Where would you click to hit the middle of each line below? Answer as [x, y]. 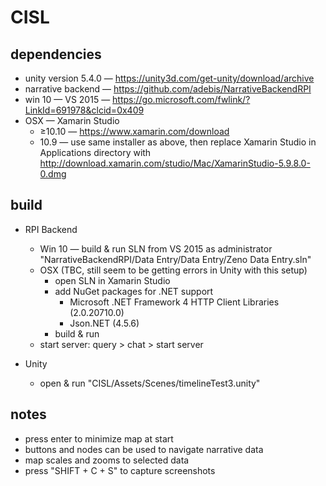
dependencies [56, 54]
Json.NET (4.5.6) [104, 323]
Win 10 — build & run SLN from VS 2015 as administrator [156, 248]
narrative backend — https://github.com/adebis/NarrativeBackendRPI [168, 89]
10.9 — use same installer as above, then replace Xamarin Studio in [178, 142]
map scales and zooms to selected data [107, 460]
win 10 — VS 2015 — [67, 99]
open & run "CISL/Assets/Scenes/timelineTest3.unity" [150, 383]
